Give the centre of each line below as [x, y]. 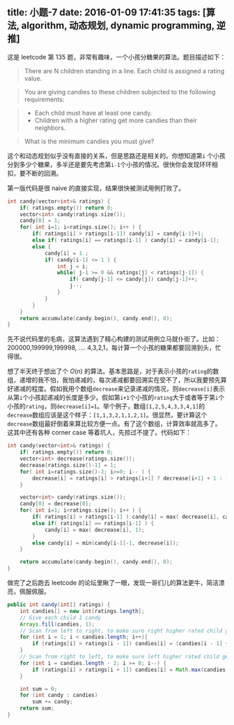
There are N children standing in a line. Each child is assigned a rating [124, 71]
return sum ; [37, 708]
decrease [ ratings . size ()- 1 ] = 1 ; [68, 465]
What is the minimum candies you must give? [89, 141]
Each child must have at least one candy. [93, 113]
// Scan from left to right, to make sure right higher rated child [121, 631]
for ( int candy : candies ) [59, 695]
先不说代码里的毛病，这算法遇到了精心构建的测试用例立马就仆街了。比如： [114, 339]
